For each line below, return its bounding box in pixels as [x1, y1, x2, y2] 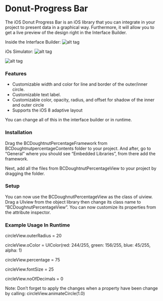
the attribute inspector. [5, 209, 51, 215]
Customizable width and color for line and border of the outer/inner [12, 81, 148, 87]
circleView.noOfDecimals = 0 [5, 276, 64, 282]
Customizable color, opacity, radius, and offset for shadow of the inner [12, 97, 155, 103]
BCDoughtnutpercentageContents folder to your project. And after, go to [5, 145, 151, 151]
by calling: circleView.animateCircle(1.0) [5, 291, 85, 297]
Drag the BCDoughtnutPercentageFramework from [5, 140, 108, 146]
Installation [5, 129, 33, 136]
